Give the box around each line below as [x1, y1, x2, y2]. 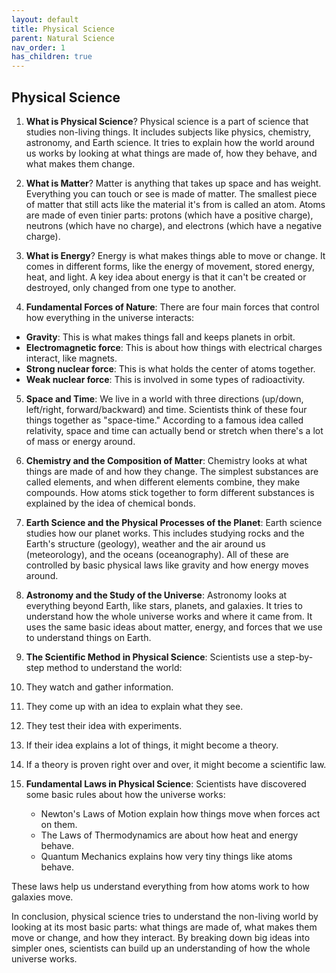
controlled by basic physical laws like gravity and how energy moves [25, 559, 309, 571]
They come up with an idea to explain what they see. [25, 700, 244, 712]
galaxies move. [11, 891, 74, 903]
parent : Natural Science [11, 33, 115, 43]
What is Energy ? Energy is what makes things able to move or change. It [25, 249, 326, 261]
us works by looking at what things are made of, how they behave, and [25, 147, 318, 159]
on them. [40, 818, 78, 830]
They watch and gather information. [25, 681, 174, 693]
